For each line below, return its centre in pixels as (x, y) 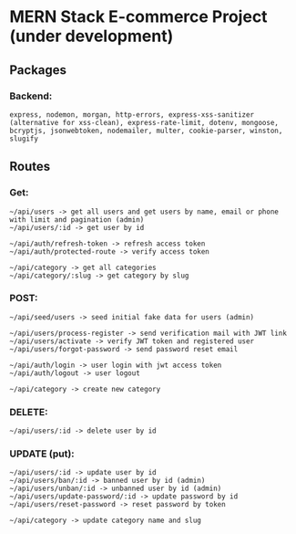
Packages (38, 70)
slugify (24, 139)
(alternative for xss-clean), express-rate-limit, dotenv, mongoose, (144, 122)
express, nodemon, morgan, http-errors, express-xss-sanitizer (132, 115)
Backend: (31, 96)
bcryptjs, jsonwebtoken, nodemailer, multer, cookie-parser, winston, (146, 131)
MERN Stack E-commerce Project (138, 17)
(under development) (92, 36)
